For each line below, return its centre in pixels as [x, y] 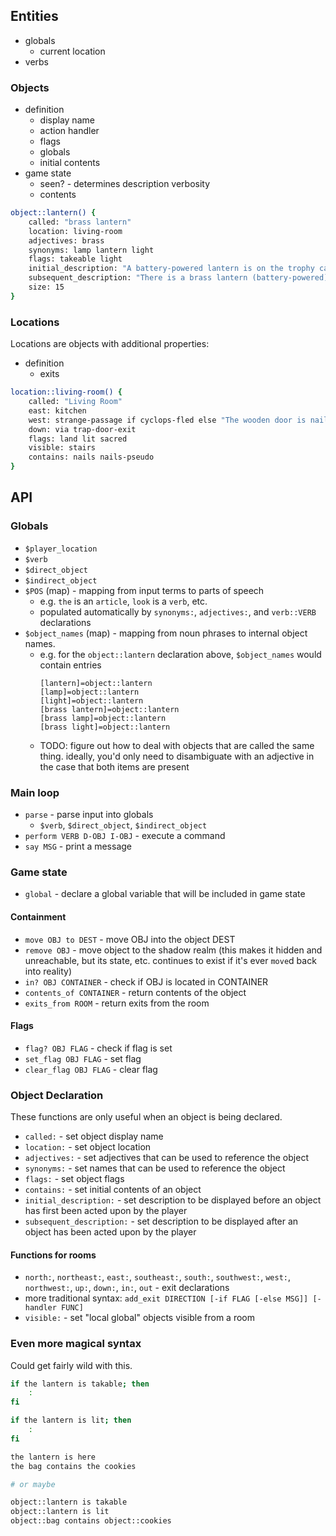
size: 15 [46, 287]
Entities [34, 16]
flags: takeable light [75, 259]
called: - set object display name [94, 1136]
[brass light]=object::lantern [105, 727]
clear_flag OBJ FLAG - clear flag [91, 1069]
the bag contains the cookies [73, 1466]
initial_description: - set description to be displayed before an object [173, 1200]
